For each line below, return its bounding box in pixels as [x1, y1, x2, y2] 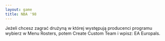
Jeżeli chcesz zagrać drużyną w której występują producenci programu [5, 25, 153, 31]
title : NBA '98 [5, 12, 37, 17]
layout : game [5, 7, 32, 12]
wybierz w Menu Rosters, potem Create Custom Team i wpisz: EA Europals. [5, 30, 161, 36]
